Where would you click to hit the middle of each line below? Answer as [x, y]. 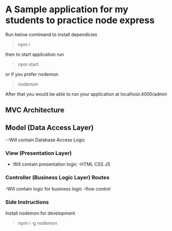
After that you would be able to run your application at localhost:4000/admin [86, 94]
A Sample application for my [67, 9]
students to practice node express [80, 20]
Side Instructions [27, 202]
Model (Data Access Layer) [50, 127]
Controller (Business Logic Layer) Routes [58, 178]
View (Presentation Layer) [39, 153]
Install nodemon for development [40, 213]
